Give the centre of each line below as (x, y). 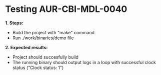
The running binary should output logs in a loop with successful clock (84, 62)
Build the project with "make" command (53, 32)
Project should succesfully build (45, 57)
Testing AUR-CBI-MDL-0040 (66, 9)
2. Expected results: (26, 47)
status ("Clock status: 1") (38, 68)
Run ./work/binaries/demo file (43, 38)
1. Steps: (14, 23)
